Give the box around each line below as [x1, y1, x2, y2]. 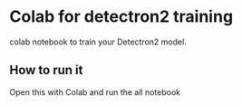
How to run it [9, 63, 83, 78]
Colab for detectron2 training [9, 6, 234, 27]
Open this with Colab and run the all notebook [9, 86, 181, 97]
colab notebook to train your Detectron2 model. [9, 36, 188, 47]
